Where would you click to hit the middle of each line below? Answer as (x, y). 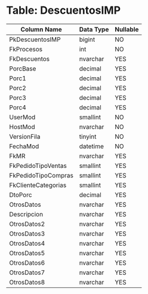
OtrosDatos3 (27, 234)
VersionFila (25, 136)
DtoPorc (21, 195)
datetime (92, 146)
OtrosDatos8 (27, 282)
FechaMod (24, 146)
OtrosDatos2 (27, 223)
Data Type (94, 29)
